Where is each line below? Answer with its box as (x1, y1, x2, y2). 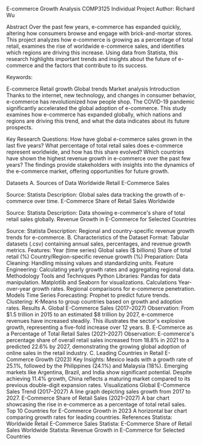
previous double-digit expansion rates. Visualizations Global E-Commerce (6, 382, 191, 389)
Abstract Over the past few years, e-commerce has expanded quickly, (6, 24, 181, 30)
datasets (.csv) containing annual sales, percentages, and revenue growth (6, 240, 191, 247)
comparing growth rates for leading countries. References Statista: (6, 414, 172, 421)
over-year (6, 285, 31, 292)
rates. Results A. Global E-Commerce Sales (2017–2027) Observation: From (6, 305, 194, 311)
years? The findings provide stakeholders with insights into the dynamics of (6, 161, 195, 168)
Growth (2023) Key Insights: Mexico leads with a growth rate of (35, 356, 194, 363)
